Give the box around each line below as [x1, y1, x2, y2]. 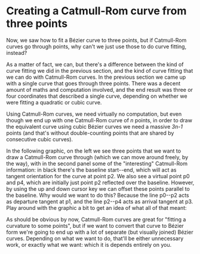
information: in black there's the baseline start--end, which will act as [6, 166, 177, 174]
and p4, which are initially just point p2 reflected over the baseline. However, [6, 179, 195, 186]
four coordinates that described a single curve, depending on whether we [6, 92, 187, 100]
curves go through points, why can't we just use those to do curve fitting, [6, 43, 187, 50]
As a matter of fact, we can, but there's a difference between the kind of [6, 61, 184, 68]
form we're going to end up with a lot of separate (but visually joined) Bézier [6, 228, 193, 236]
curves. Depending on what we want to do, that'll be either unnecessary [6, 234, 184, 242]
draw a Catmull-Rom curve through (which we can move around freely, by [6, 153, 189, 160]
